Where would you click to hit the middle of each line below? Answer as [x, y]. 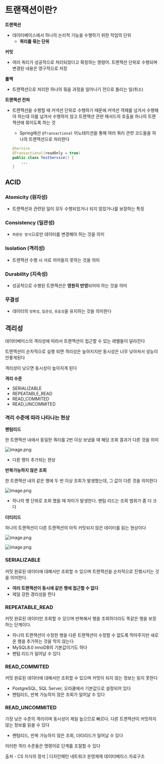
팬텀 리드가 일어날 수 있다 [36, 653]
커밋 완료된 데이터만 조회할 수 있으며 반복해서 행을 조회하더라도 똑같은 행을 [76, 618]
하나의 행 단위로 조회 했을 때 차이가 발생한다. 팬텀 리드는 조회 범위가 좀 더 [82, 501]
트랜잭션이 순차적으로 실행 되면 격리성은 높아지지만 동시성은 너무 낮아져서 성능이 [82, 351]
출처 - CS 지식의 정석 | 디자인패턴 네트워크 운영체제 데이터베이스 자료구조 [75, 757]
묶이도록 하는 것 [40, 122]
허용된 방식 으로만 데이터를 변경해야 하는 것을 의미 [58, 234]
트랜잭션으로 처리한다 [49, 139]
